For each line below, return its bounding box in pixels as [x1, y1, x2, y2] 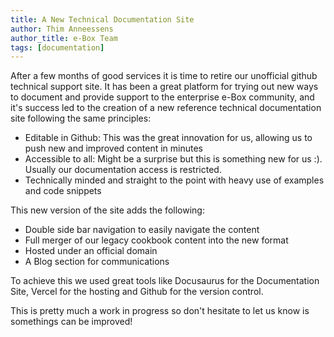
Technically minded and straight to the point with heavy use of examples [24, 174, 325, 186]
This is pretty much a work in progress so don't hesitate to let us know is [10, 305, 310, 317]
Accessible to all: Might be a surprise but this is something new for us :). [24, 153, 323, 165]
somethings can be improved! [10, 316, 133, 328]
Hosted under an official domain [24, 245, 158, 257]
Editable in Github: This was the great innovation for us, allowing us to [24, 132, 313, 144]
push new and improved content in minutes [24, 142, 203, 155]
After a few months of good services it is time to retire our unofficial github [10, 70, 318, 82]
